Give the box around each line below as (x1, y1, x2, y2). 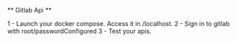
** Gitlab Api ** (7, 6, 52, 14)
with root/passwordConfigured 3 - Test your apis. (7, 27, 152, 35)
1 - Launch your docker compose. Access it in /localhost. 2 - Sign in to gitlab (7, 20, 230, 27)
